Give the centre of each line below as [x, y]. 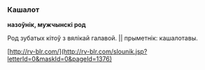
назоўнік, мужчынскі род [47, 25]
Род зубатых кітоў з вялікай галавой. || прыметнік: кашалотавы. [102, 38]
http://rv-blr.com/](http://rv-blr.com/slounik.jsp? [78, 52]
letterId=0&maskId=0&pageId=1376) [60, 59]
